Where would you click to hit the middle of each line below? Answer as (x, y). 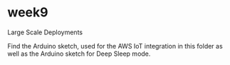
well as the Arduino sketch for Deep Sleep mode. (79, 54)
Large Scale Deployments (45, 32)
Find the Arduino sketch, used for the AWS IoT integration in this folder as (115, 46)
